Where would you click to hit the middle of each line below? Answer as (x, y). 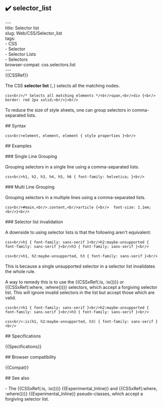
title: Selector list (22, 28)
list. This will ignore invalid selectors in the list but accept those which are (80, 292)
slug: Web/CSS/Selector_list (34, 33)
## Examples (19, 146)
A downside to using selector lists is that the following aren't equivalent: (78, 232)
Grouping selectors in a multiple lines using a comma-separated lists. (75, 197)
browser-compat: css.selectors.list (40, 64)
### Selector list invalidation (34, 222)
